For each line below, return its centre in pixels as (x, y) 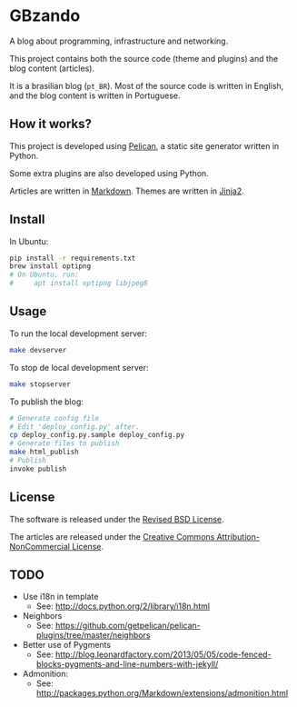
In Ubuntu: (29, 241)
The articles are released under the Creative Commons (112, 536)
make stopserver (40, 384)
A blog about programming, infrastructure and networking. (119, 41)
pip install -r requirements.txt (73, 258)
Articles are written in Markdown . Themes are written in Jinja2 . (127, 191)
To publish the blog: (47, 402)
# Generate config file (54, 418)
